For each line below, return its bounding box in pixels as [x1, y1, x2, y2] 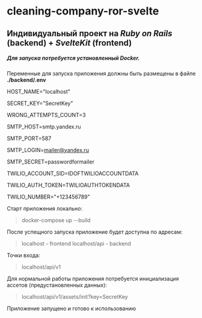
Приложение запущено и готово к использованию [7, 305, 136, 312]
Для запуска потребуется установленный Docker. [7, 54, 140, 62]
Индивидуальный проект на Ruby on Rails [7, 28, 173, 39]
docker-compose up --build [21, 216, 91, 224]
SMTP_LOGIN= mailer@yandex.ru [7, 146, 90, 153]
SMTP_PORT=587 [7, 135, 52, 142]
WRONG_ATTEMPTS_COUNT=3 [7, 111, 86, 118]
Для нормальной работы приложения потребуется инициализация [7, 275, 179, 282]
